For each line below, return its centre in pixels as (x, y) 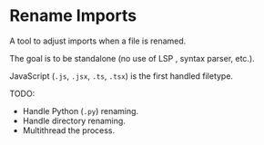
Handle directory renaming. (74, 121)
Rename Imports (73, 16)
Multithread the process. (69, 130)
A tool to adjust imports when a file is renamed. (98, 41)
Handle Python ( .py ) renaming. (81, 111)
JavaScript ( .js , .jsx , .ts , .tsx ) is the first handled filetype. (122, 76)
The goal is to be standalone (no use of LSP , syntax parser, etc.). (132, 58)
